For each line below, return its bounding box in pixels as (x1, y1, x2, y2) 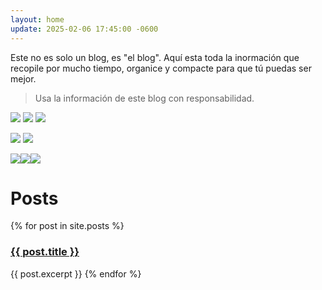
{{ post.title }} (10, 245, 80, 259)
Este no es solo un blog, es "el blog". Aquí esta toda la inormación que (10, 51, 300, 63)
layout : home (10, 14, 65, 25)
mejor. (10, 72, 37, 85)
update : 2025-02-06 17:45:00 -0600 (10, 24, 159, 34)
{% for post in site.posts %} (10, 220, 125, 232)
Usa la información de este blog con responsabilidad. (34, 92, 255, 104)
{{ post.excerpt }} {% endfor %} (10, 267, 142, 280)
